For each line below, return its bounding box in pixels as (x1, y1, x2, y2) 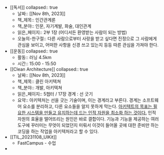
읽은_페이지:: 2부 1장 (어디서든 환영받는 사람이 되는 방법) (17, 29, 127, 35)
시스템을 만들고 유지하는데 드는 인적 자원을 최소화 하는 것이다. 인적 (26, 109, 156, 115)
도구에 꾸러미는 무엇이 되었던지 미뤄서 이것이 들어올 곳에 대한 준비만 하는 (17, 122, 159, 128)
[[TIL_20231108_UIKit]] (9, 134, 57, 140)
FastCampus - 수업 (17, 140, 56, 146)
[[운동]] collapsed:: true (9, 48, 58, 54)
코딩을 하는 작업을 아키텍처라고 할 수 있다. (17, 128, 99, 134)
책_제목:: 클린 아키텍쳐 (17, 78, 61, 84)
